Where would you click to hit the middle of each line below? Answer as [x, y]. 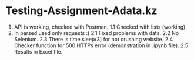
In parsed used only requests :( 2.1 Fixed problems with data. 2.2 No [96, 33]
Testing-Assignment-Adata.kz [81, 11]
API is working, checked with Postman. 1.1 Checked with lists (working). [101, 27]
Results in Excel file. [38, 51]
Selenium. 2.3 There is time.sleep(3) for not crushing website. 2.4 [93, 39]
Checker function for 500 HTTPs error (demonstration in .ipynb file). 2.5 [101, 45]
